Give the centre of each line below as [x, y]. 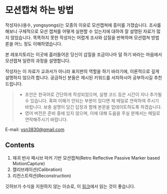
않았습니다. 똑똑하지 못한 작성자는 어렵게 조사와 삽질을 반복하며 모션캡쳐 [80, 37]
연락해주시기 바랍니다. [46, 119]
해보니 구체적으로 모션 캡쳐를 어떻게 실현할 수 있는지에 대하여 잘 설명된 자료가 [80, 31]
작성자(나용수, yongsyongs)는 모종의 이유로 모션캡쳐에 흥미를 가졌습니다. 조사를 [83, 25]
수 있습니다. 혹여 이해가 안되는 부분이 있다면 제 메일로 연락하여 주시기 [92, 100]
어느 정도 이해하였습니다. [38, 43]
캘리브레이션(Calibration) [37, 169]
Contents [20, 145]
